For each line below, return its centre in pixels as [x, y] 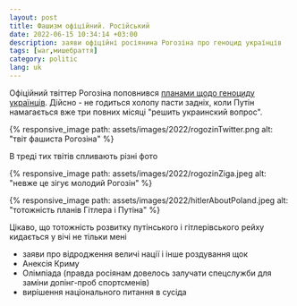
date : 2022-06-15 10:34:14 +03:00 [74, 34]
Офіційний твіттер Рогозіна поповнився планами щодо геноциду [132, 93]
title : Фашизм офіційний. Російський [80, 26]
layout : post [34, 17]
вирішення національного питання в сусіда [104, 292]
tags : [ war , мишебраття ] [54, 51]
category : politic [43, 59]
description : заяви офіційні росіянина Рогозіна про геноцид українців [145, 42]
